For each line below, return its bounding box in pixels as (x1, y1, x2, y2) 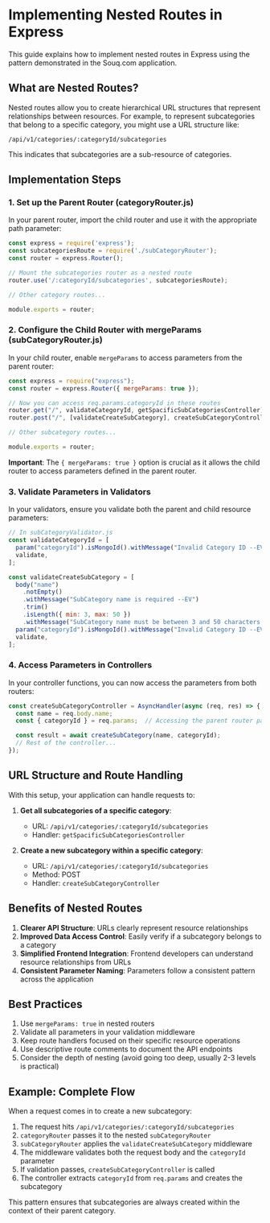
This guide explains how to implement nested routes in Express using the (8, 49, 251, 59)
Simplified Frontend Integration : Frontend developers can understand (19, 948, 254, 958)
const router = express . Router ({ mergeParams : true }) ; (8, 384, 199, 392)
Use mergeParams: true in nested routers (19, 1018, 155, 1028)
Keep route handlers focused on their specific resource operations (19, 1036, 241, 1046)
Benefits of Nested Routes (8, 902, 143, 915)
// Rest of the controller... (15, 739, 117, 747)
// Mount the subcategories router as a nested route (8, 269, 193, 277)
